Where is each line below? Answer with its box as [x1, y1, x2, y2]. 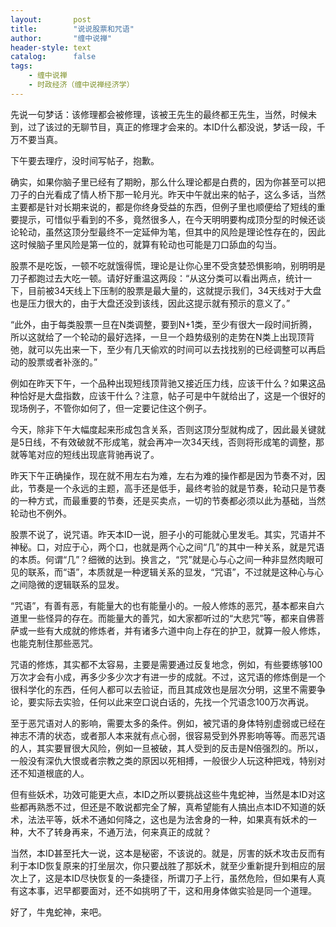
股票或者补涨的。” [27, 356, 98, 368]
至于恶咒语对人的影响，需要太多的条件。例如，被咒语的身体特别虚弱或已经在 [10, 717, 326, 729]
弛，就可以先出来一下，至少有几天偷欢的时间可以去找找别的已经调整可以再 [10, 343, 317, 355]
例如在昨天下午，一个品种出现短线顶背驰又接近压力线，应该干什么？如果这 [10, 377, 317, 389]
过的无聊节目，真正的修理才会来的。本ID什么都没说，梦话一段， [53, 121, 317, 133]
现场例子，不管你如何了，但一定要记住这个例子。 [10, 402, 212, 414]
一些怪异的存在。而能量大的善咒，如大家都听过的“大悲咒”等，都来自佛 [27, 612, 317, 624]
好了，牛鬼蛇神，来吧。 [10, 906, 107, 918]
